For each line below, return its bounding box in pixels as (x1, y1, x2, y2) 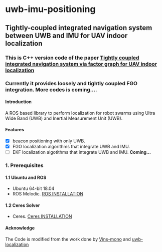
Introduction (5, 99, 32, 105)
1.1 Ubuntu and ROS (5, 174, 47, 180)
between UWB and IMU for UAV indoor (5, 31, 128, 40)
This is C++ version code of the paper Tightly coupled (5, 54, 139, 61)
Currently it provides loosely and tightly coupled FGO (5, 80, 138, 87)
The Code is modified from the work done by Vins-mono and (5, 236, 131, 242)
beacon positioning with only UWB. (12, 138, 85, 144)
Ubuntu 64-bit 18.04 (12, 185, 55, 191)
